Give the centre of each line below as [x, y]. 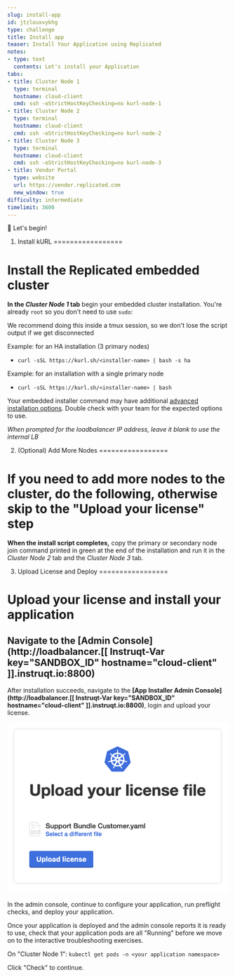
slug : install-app [34, 15]
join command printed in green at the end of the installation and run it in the [116, 550]
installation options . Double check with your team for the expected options [115, 408]
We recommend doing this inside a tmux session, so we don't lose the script [117, 326]
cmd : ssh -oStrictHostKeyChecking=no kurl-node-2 [87, 133]
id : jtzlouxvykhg [33, 22]
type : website [34, 178]
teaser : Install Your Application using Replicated [84, 45]
